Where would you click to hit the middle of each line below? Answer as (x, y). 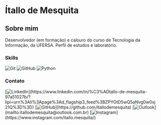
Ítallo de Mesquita (42, 10)
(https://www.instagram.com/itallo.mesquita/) (50, 117)
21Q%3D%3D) (20, 107)
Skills (12, 57)
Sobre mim (22, 28)
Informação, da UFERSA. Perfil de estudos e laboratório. (61, 45)
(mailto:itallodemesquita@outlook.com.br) (47, 112)
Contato (15, 81)
